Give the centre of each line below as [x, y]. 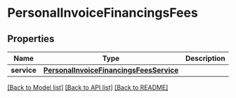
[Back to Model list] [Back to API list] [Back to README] [88, 87]
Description [205, 58]
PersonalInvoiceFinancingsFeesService [111, 70]
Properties [31, 39]
